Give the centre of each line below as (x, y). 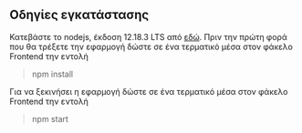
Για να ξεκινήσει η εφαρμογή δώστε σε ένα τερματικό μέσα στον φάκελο (149, 91)
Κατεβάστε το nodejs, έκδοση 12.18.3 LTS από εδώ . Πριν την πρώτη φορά (148, 36)
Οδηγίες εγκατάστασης (79, 15)
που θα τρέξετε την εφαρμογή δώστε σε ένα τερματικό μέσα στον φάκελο (151, 46)
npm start (50, 118)
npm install (52, 74)
